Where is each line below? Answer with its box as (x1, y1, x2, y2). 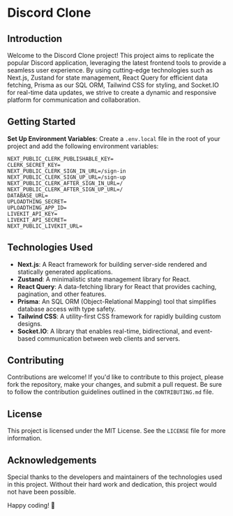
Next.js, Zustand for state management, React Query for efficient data (7, 73, 208, 82)
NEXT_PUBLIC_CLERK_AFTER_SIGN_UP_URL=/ (7, 186, 123, 193)
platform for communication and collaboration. (7, 96, 141, 104)
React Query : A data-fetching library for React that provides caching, (17, 282, 217, 290)
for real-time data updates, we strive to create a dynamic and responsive (7, 89, 217, 96)
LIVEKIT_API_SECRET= (7, 216, 68, 223)
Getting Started (7, 116, 76, 128)
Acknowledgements (7, 454, 97, 466)
